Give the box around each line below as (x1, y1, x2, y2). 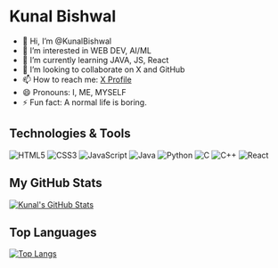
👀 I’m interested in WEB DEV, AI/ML (21, 45, 151, 55)
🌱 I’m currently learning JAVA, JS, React (21, 54, 169, 65)
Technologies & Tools (9, 126, 131, 142)
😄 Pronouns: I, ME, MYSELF (21, 86, 127, 97)
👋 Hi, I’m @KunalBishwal (21, 36, 112, 46)
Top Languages (9, 224, 97, 240)
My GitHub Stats (9, 175, 102, 191)
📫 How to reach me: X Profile (21, 74, 132, 85)
